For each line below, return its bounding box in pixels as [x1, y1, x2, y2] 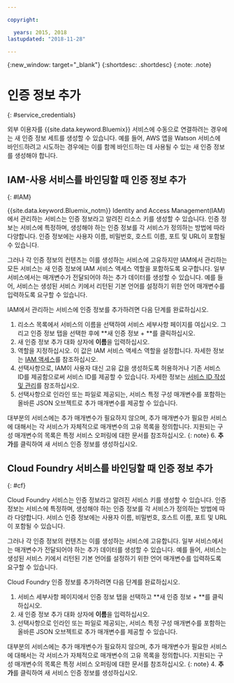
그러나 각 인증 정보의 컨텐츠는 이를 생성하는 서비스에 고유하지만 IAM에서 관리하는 [7, 256, 228, 264]
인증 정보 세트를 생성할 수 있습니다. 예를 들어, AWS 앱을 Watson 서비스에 [22, 134, 221, 142]
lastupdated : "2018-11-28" [7, 36, 86, 43]
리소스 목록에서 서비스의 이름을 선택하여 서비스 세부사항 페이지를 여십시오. [17, 321, 219, 329]
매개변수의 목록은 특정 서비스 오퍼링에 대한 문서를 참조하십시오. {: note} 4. [14, 659, 217, 668]
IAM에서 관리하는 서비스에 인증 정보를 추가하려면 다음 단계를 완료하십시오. [7, 305, 209, 314]
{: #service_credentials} [7, 111, 76, 119]
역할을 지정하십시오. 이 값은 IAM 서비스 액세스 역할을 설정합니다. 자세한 [17, 346, 212, 355]
